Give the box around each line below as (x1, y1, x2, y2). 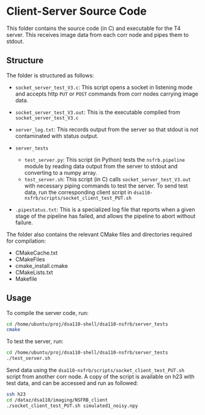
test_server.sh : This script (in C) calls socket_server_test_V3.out (24, 175, 192, 183)
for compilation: (6, 237, 46, 245)
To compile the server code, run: (6, 309, 89, 316)
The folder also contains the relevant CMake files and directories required (6, 230, 192, 238)
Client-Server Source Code (6, 4, 147, 18)
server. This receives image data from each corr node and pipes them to (6, 31, 189, 38)
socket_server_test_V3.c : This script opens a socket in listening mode (15, 83, 193, 91)
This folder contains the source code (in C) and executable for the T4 (6, 25, 181, 32)
